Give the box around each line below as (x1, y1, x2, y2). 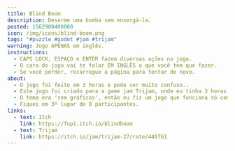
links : (7, 107, 27, 114)
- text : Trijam (13, 127, 58, 134)
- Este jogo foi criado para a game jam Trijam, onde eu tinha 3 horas (13, 88, 227, 95)
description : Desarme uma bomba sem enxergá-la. (7, 17, 152, 24)
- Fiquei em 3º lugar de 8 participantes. (13, 101, 139, 108)
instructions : (7, 49, 49, 56)
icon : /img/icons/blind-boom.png (7, 29, 105, 37)
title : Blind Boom (7, 10, 61, 17)
